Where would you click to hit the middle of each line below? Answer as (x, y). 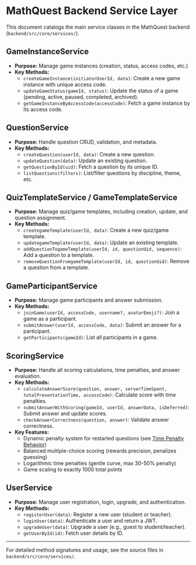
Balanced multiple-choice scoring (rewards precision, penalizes (100, 451)
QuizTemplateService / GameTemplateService (92, 197)
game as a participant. (50, 319)
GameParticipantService (52, 286)
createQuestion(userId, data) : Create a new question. (89, 154)
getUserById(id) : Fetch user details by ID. (73, 533)
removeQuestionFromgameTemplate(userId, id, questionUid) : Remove (106, 261)
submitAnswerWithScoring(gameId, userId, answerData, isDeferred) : (106, 407)
